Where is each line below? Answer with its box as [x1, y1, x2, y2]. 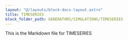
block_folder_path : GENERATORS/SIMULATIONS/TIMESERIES [5, 16, 123, 21]
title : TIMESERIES [5, 12, 44, 17]
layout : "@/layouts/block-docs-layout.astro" [5, 7, 103, 12]
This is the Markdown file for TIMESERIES [5, 30, 92, 36]
